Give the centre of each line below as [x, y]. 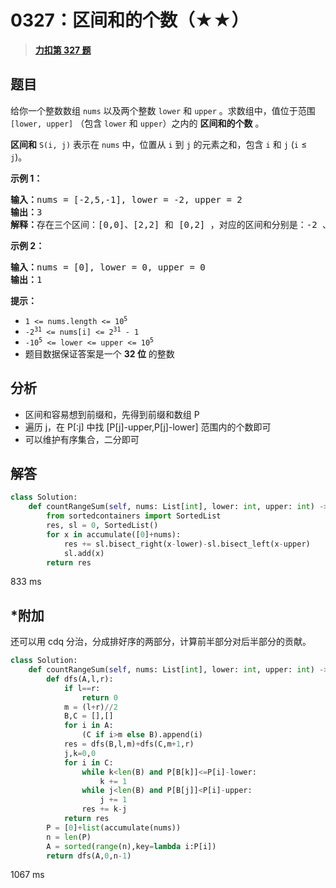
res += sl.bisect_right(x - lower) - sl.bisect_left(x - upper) [187, 544]
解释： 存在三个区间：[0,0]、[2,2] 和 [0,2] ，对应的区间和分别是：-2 [164, 224]
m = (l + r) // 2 [90, 707]
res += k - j [104, 809]
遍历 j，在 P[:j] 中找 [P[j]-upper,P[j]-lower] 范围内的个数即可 [148, 427]
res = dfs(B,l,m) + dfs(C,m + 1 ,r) [129, 744]
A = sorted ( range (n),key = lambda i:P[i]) [131, 846]
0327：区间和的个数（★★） [130, 20]
